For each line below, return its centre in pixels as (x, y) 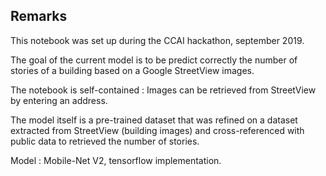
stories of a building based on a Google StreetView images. (132, 70)
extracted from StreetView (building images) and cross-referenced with (157, 130)
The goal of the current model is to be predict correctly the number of (154, 60)
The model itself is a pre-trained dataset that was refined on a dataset (154, 120)
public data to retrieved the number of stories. (105, 141)
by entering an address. (59, 100)
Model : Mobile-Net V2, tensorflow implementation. (116, 160)
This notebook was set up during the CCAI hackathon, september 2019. (157, 40)
